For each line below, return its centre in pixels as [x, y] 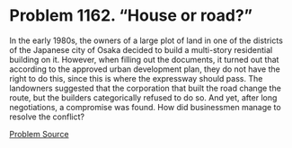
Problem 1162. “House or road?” [131, 16]
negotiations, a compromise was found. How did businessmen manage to [145, 107]
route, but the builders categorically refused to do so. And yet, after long [143, 97]
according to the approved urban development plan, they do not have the [145, 69]
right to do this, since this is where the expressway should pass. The [136, 78]
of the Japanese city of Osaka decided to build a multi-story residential [141, 49]
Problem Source [39, 134]
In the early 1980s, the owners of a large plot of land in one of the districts [146, 40]
